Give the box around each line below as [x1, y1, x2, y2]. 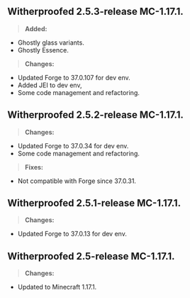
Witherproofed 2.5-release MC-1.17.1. [7, 250, 175, 262]
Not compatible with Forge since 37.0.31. [17, 177, 137, 185]
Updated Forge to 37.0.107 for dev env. [17, 73, 131, 82]
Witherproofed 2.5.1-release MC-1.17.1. [7, 197, 181, 209]
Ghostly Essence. [17, 45, 69, 54]
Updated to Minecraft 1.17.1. [17, 283, 97, 292]
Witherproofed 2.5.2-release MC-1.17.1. [7, 109, 184, 121]
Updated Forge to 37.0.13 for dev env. [17, 230, 128, 238]
